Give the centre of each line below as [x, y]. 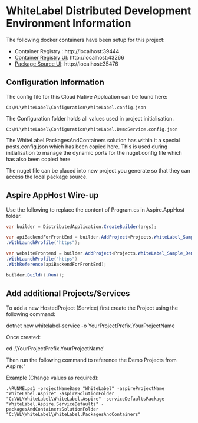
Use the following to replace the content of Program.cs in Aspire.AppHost [95, 209]
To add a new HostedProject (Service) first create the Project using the [92, 308]
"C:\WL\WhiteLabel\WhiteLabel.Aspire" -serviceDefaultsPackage [85, 399]
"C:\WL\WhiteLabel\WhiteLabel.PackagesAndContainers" [74, 414]
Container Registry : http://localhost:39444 [67, 51]
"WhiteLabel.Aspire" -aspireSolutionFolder [60, 393]
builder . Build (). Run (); [35, 275]
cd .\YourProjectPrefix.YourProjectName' [55, 348]
